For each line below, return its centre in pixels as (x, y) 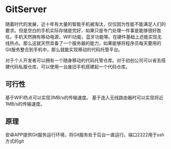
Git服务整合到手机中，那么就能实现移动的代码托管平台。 (64, 49)
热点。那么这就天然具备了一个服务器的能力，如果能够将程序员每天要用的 (85, 43)
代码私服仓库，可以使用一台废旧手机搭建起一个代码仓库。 (70, 67)
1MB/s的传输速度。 (25, 104)
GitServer (26, 9)
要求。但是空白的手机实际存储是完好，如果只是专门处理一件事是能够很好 (81, 30)
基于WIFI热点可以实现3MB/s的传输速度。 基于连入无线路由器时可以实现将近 (84, 97)
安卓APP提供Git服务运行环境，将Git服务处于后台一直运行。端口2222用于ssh (85, 135)
